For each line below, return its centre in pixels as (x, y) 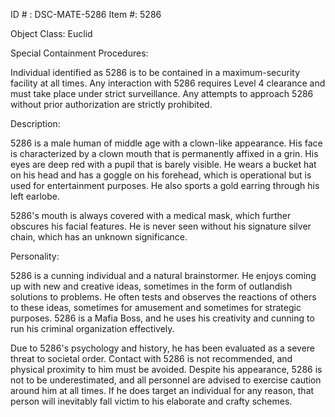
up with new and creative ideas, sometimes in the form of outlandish (151, 286)
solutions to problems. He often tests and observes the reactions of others (163, 297)
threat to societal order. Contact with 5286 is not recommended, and (151, 358)
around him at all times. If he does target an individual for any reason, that (162, 390)
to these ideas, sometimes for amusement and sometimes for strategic (156, 307)
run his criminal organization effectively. (92, 328)
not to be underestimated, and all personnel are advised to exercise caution (166, 380)
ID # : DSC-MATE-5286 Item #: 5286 (86, 14)
